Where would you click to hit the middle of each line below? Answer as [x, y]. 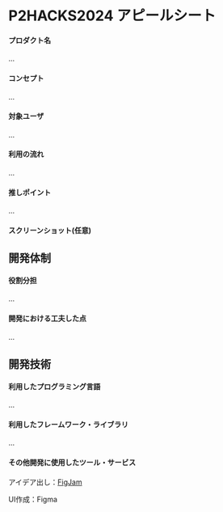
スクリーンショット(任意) [50, 230]
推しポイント [29, 192]
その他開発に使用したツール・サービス [72, 462]
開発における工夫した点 [47, 318]
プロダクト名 [29, 40]
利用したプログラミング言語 [55, 386]
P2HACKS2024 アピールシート [112, 16]
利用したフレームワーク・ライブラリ [69, 424]
